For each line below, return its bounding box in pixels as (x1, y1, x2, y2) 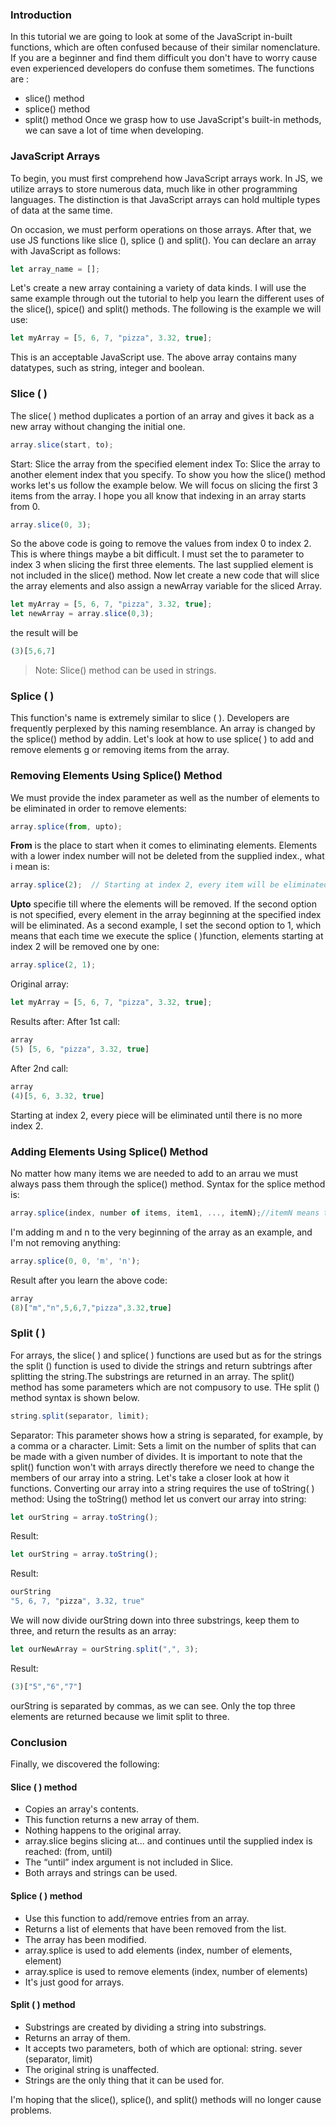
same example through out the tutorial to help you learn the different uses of (10, 293, 325, 305)
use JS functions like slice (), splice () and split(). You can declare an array (10, 234, 317, 246)
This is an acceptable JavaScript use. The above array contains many (10, 351, 297, 363)
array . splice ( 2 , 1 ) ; (10, 960, 97, 970)
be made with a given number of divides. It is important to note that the (10, 1450, 303, 1462)
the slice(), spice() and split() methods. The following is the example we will (10, 303, 322, 315)
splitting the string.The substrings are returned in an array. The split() (10, 1370, 295, 1382)
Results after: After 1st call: (10, 1016, 120, 1028)
